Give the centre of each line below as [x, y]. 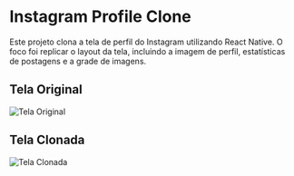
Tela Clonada [47, 140]
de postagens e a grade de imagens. [78, 61]
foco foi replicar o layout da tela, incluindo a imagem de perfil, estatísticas [147, 51]
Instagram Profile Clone [101, 17]
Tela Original [46, 89]
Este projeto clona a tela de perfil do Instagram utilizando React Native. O [146, 42]
